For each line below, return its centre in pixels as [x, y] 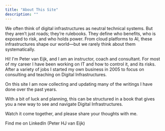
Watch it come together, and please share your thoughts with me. [71, 113]
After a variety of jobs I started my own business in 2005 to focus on [75, 69]
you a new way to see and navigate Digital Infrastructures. [64, 104]
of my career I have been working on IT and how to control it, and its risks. [81, 64]
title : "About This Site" [32, 10]
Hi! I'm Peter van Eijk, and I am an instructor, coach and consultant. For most [82, 59]
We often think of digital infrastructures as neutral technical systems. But [79, 28]
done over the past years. [31, 89]
